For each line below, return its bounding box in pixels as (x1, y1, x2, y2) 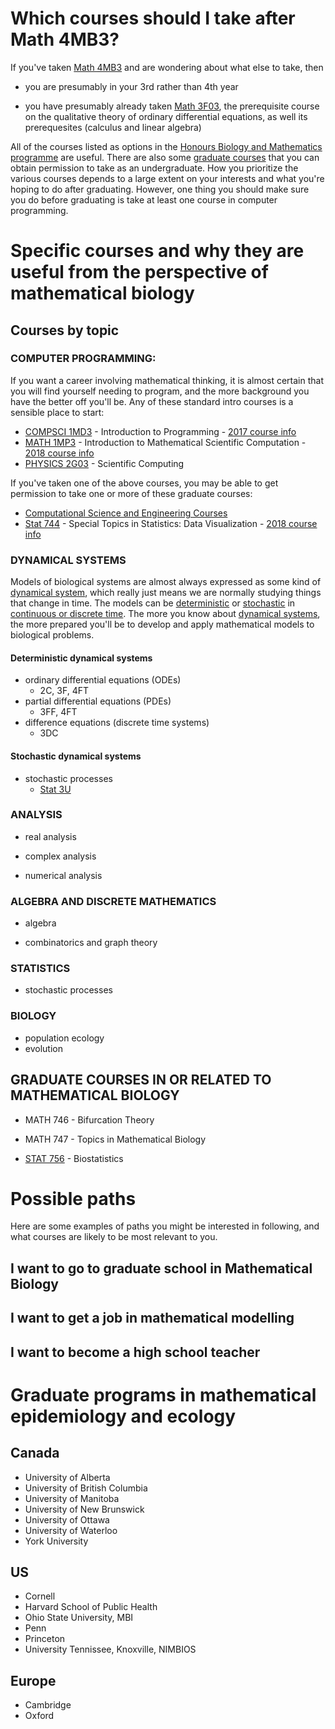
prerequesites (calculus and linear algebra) (24, 121, 202, 133)
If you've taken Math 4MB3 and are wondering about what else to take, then (10, 61, 324, 73)
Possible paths (10, 1187, 137, 1210)
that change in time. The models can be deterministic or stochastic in (10, 597, 296, 609)
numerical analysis (24, 869, 103, 881)
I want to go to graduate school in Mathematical (10, 1260, 313, 1277)
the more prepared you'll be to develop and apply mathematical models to (10, 618, 315, 631)
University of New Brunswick (24, 1503, 145, 1515)
